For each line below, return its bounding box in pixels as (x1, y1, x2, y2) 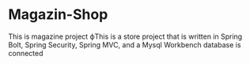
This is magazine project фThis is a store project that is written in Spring (8, 32, 243, 41)
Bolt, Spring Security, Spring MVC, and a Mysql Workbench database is (8, 40, 241, 49)
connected (8, 48, 44, 58)
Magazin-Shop (8, 6, 108, 24)
